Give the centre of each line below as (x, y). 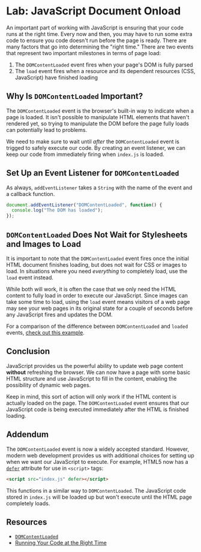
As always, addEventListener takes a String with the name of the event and (99, 188)
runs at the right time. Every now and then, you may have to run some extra (99, 34)
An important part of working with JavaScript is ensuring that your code (95, 28)
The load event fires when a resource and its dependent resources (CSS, (105, 71)
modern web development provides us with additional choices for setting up (100, 455)
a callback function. (31, 194)
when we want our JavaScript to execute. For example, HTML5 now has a (97, 461)
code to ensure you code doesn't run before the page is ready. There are (97, 40)
